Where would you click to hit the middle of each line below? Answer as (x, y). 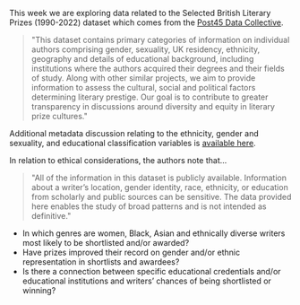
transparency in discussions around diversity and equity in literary (153, 106)
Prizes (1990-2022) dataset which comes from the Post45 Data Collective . (146, 22)
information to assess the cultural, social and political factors (143, 87)
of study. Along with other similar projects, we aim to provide (143, 78)
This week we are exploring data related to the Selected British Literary (140, 13)
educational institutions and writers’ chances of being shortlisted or (146, 281)
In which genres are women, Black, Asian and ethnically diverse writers (154, 233)
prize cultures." (59, 116)
